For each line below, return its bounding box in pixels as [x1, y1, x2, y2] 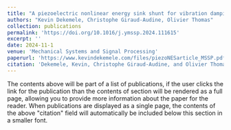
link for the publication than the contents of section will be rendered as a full [7, 87, 223, 95]
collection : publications [7, 23, 81, 29]
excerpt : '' [7, 36, 41, 42]
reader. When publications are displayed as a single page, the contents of [7, 101, 216, 109]
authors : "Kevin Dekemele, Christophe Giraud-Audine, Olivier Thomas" [7, 16, 214, 23]
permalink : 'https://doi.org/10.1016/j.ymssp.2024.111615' [7, 29, 180, 36]
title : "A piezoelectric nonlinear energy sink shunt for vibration [7, 10, 208, 17]
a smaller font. [7, 116, 48, 124]
